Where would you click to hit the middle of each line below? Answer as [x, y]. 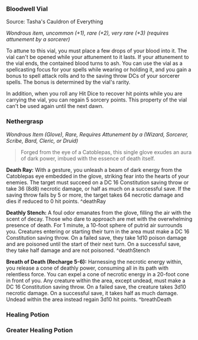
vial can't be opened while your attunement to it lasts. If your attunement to [98, 57]
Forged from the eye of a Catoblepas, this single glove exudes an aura [106, 152]
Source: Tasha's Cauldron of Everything [55, 22]
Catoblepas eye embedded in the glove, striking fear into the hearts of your [98, 176]
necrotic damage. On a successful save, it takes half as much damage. [92, 293]
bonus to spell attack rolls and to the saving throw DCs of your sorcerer [93, 76]
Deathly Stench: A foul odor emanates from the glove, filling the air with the [98, 212]
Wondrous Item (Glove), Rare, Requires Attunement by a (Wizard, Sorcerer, [97, 134]
